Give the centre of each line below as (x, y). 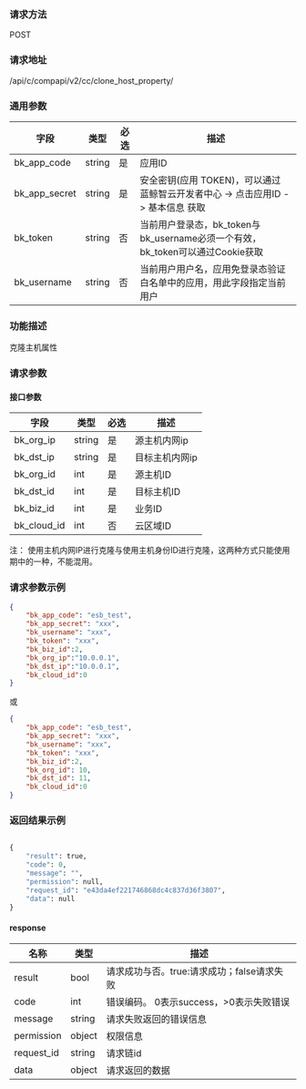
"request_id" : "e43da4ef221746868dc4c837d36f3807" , (126, 890)
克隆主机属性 (33, 347)
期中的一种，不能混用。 (53, 561)
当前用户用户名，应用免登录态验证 (213, 269)
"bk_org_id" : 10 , (59, 770)
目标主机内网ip (166, 457)
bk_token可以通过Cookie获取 (202, 252)
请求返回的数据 (138, 1070)
